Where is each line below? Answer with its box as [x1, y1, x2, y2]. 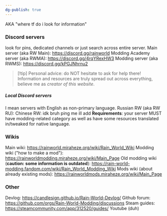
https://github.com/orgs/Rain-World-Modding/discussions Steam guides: [5, 200, 156, 206]
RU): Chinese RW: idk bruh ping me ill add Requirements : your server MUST [5, 110, 162, 116]
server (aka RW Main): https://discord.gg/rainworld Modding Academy [5, 50, 151, 56]
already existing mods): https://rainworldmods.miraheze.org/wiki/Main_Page [5, 171, 163, 177]
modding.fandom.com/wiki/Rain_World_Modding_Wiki [5, 166, 116, 172]
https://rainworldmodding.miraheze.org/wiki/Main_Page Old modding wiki [5, 155, 157, 161]
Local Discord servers [5, 92, 52, 98]
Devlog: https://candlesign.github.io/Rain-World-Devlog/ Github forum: [5, 195, 151, 201]
